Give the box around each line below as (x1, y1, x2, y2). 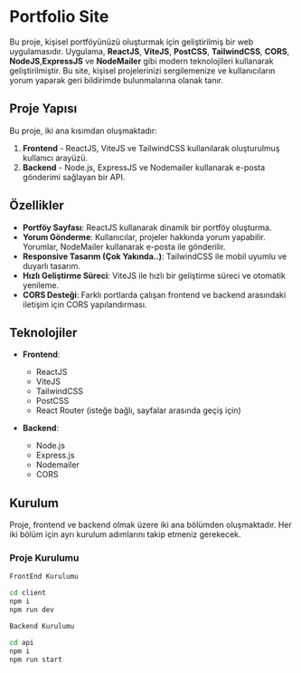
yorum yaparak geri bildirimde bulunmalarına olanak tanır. (9, 74, 224, 85)
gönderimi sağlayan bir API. (22, 171, 126, 182)
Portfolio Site (9, 6, 109, 27)
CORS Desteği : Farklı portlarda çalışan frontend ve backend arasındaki (22, 289, 287, 300)
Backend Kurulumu (9, 621, 75, 630)
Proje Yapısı (9, 101, 78, 117)
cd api (9, 638, 34, 647)
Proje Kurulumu (9, 552, 80, 564)
